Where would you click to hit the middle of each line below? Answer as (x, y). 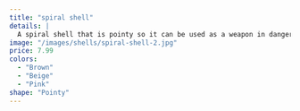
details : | (29, 26)
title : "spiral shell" (51, 17)
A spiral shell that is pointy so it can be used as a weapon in (142, 34)
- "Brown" (35, 68)
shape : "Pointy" (39, 92)
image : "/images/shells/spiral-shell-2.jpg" (93, 43)
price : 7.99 (31, 51)
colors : (24, 59)
